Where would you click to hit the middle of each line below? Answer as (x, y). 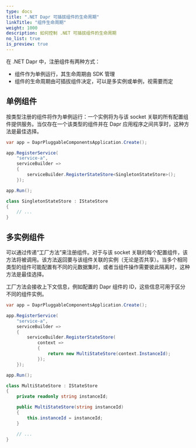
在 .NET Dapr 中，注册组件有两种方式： (53, 61)
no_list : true (23, 39)
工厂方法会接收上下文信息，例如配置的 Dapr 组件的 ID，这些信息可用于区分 (96, 287)
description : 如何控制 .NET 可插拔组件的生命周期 (61, 33)
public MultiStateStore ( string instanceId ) (70, 407)
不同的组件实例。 (27, 294)
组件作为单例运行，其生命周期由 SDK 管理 (65, 74)
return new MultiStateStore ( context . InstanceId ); (109, 354)
